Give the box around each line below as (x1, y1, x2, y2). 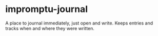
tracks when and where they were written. (5, 25, 95, 31)
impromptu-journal (5, 3, 88, 15)
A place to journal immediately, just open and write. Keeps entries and (5, 20, 153, 26)
